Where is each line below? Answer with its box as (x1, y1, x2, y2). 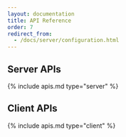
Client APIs (7, 102, 58, 114)
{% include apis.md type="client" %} (7, 121, 116, 130)
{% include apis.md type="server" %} (7, 82, 119, 90)
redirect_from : (7, 30, 53, 38)
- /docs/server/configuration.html (14, 37, 120, 44)
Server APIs (7, 63, 62, 75)
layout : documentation (7, 10, 75, 18)
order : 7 (7, 23, 33, 31)
